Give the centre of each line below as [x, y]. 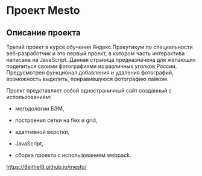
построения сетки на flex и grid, [56, 120]
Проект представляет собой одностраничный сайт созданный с [89, 90]
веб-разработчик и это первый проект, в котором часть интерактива [96, 53]
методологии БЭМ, [39, 108]
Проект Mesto [43, 11]
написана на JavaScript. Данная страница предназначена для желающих [101, 60]
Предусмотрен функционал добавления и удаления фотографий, [90, 72]
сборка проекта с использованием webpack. [73, 155]
